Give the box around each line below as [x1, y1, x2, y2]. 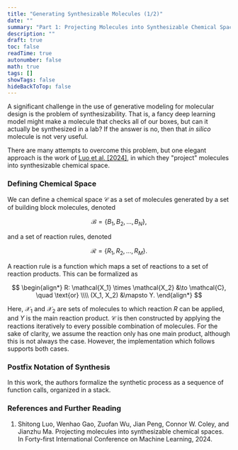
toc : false [7, 43, 40, 50]
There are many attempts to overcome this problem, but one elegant [7, 146, 207, 154]
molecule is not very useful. [7, 133, 89, 141]
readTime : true [7, 50, 52, 57]
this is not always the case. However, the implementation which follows [7, 337, 215, 345]
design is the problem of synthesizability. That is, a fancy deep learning [7, 110, 216, 118]
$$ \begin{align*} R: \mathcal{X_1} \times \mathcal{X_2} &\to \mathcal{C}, [11, 283, 227, 292]
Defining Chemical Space [7, 179, 97, 189]
